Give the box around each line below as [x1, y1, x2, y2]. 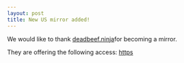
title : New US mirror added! [7, 16, 90, 23]
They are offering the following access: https [7, 48, 133, 56]
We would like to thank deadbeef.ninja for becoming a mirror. [7, 35, 178, 43]
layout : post [7, 9, 44, 17]
